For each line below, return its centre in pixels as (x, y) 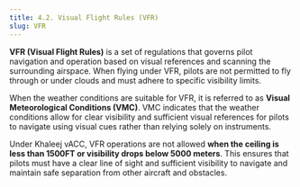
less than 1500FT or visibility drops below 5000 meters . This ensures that (150, 153)
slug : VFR (28, 26)
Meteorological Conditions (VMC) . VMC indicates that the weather (134, 107)
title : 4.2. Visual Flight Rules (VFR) (84, 18)
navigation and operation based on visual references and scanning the (140, 61)
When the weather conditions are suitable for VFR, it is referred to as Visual (150, 98)
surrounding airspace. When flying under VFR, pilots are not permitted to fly (150, 71)
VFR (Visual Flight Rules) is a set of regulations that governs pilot (131, 51)
